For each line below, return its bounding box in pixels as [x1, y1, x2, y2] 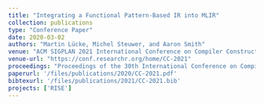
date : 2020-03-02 [8, 33, 65, 41]
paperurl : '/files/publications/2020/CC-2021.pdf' [8, 70, 178, 77]
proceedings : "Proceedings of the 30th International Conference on [8, 63, 237, 70]
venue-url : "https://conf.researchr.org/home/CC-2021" [8, 56, 192, 63]
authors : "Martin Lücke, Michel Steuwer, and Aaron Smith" [8, 41, 206, 48]
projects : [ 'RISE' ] [8, 84, 72, 92]
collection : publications [8, 19, 93, 27]
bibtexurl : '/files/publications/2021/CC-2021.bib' [8, 77, 181, 84]
